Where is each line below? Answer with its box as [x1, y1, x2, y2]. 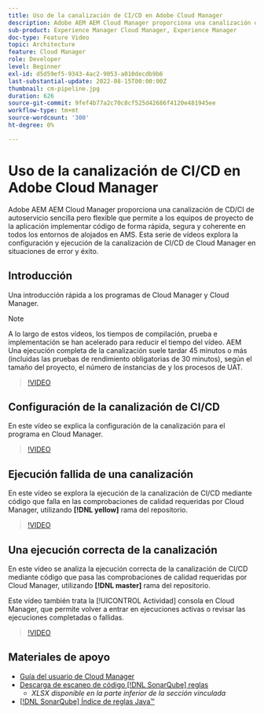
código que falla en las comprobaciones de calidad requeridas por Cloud [8, 497, 244, 506]
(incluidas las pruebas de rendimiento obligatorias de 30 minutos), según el [8, 354, 253, 363]
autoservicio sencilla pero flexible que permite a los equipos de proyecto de [8, 213, 254, 223]
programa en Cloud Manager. [8, 429, 104, 439]
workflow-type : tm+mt [8, 107, 79, 115]
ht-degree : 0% [8, 121, 55, 129]
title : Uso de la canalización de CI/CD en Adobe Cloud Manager [8, 11, 223, 20]
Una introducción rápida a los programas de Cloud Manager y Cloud [8, 290, 229, 300]
